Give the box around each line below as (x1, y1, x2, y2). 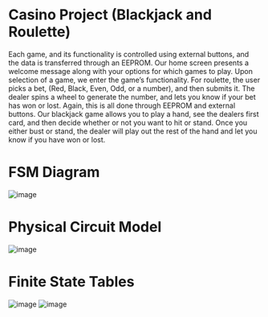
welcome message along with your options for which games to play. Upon (8, 66, 253, 76)
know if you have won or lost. (8, 134, 106, 144)
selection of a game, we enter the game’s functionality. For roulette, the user (8, 75, 261, 84)
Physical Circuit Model (8, 218, 162, 237)
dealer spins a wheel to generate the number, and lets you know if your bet (8, 92, 257, 101)
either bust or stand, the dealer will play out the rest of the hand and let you (8, 126, 258, 136)
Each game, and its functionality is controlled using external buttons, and (8, 49, 250, 59)
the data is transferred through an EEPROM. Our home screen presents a (8, 58, 250, 68)
